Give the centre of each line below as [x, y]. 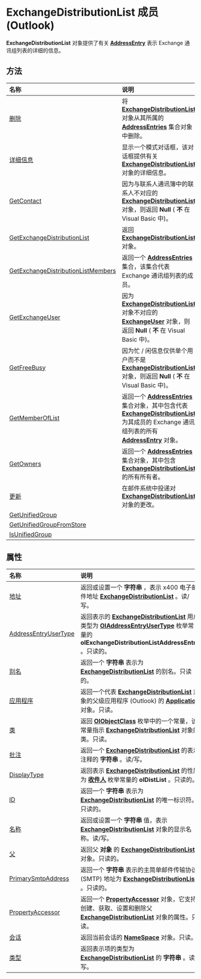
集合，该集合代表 [146, 266]
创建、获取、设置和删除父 [116, 908]
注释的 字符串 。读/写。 [113, 759]
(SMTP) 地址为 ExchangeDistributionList [139, 879]
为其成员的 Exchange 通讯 [159, 422]
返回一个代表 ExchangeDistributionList [136, 692]
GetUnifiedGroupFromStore [48, 525]
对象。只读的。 [101, 858]
